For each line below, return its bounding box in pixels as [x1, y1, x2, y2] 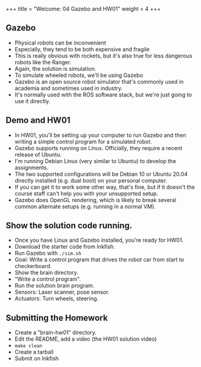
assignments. [14, 164, 49, 171]
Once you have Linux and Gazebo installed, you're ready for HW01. [14, 236, 184, 244]
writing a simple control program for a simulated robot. [14, 137, 152, 145]
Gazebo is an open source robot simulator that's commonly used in [14, 78, 184, 85]
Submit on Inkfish [14, 355, 59, 362]
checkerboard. [14, 263, 52, 270]
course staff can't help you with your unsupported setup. [14, 189, 158, 197]
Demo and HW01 [5, 115, 71, 126]
